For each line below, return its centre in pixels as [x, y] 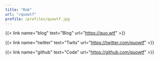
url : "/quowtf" [21, 14]
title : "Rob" [19, 10]
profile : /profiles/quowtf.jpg [38, 19]
